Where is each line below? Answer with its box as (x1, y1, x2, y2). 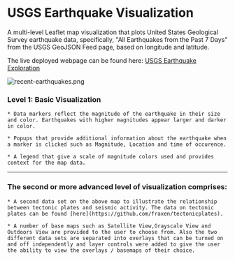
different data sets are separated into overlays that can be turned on (7, 234, 224, 241)
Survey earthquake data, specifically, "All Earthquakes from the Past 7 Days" (7, 35, 228, 43)
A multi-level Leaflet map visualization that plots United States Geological (7, 28, 219, 36)
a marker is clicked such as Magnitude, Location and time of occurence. (7, 141, 227, 148)
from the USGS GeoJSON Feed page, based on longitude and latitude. (7, 43, 210, 51)
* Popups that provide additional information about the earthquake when (7, 135, 227, 142)
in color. (7, 123, 36, 130)
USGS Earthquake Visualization (7, 5, 194, 21)
